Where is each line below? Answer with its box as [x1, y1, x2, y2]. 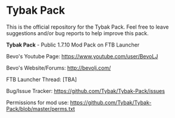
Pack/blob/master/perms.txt [6, 105, 76, 112]
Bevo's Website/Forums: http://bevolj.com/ [6, 64, 111, 72]
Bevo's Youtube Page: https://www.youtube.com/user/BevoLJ [6, 52, 158, 60]
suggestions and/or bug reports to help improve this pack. [6, 29, 149, 36]
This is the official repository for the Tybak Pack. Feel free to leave [6, 23, 169, 30]
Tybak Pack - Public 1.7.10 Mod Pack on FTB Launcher [6, 41, 140, 48]
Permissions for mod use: [6, 99, 69, 106]
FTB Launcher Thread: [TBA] [6, 76, 77, 83]
